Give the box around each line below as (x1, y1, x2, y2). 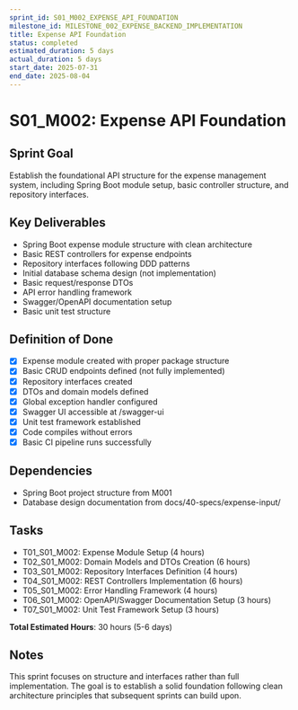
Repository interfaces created (22, 376, 133, 386)
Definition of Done (9, 332, 114, 347)
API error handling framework (22, 287, 133, 297)
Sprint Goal (9, 146, 74, 162)
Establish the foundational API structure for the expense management (9, 170, 267, 181)
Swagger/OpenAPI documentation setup (22, 296, 172, 306)
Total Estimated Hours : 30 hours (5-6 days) (9, 621, 173, 632)
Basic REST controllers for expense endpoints (22, 248, 192, 259)
